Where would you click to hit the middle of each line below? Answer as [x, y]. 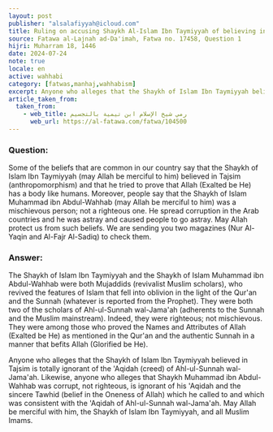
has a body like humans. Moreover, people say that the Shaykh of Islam [128, 194]
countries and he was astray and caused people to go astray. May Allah [128, 219]
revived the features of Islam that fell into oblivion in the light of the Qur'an [133, 292]
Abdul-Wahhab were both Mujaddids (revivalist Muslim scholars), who [126, 284]
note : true [27, 62]
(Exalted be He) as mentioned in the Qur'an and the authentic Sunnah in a [132, 336]
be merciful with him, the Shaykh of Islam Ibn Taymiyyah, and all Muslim [129, 412]
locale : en [27, 69]
